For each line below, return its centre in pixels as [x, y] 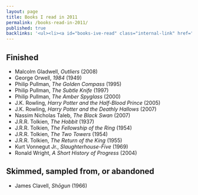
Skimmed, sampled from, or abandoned [80, 171]
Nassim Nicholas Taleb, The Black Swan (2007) [72, 115]
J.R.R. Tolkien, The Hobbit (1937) [54, 121]
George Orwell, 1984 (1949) [48, 78]
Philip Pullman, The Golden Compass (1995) [68, 84]
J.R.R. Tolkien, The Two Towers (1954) [61, 134]
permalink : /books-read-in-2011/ [47, 22]
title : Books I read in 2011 [42, 17]
